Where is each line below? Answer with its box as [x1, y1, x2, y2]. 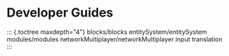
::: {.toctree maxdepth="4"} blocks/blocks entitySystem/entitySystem [6, 28, 208, 36]
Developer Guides [6, 5, 114, 21]
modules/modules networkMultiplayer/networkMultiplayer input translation [6, 35, 223, 43]
